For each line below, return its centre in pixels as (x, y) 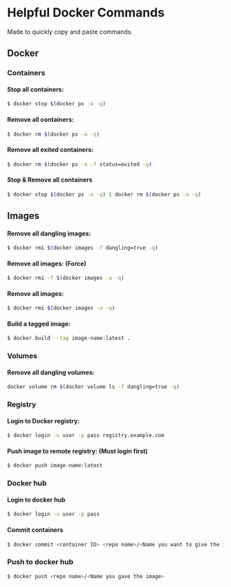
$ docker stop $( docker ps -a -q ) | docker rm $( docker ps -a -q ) (104, 194)
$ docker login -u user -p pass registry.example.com (86, 436)
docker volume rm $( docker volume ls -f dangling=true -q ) (93, 387)
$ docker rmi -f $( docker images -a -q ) (66, 278)
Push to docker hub (40, 562)
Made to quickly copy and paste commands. (70, 32)
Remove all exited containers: (51, 150)
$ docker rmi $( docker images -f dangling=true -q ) (82, 248)
